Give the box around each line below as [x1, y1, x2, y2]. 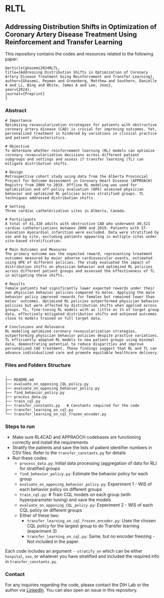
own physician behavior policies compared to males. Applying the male [5, 290, 155, 295]
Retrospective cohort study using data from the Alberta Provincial [5, 174, 148, 179]
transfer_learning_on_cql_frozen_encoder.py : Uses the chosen [27, 517, 156, 523]
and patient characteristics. [5, 136, 67, 141]
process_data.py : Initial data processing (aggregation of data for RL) [19, 460, 157, 466]
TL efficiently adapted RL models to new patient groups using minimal [5, 338, 155, 342]
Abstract [5, 107, 27, 114]
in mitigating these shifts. [5, 273, 65, 278]
